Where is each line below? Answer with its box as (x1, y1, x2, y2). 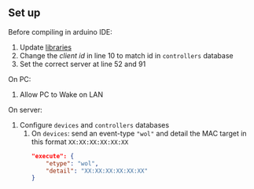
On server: (8, 105, 43, 114)
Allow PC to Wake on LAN (19, 90, 104, 99)
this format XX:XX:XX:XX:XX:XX (31, 137, 129, 146)
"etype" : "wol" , (46, 159, 99, 168)
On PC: (8, 74, 31, 83)
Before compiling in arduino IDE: (8, 27, 112, 36)
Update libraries (19, 43, 72, 52)
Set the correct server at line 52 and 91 (19, 59, 146, 69)
